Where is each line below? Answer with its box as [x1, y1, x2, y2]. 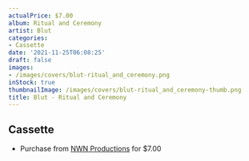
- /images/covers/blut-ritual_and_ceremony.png [8, 71, 171, 79]
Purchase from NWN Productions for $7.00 [19, 144, 162, 154]
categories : [8, 33, 48, 42]
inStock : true [8, 78, 56, 86]
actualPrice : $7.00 [8, 11, 74, 20]
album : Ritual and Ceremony [8, 19, 102, 27]
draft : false [8, 57, 52, 65]
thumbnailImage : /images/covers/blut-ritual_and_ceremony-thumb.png [8, 85, 242, 94]
